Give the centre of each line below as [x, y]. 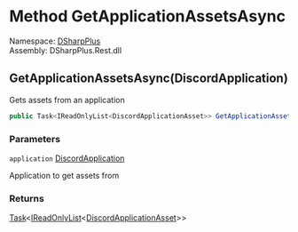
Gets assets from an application [67, 100]
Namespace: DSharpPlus [55, 41]
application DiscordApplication [67, 158]
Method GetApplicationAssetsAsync [148, 16]
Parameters [35, 139]
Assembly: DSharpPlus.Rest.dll [66, 50]
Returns [27, 198]
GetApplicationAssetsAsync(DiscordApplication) [149, 79]
